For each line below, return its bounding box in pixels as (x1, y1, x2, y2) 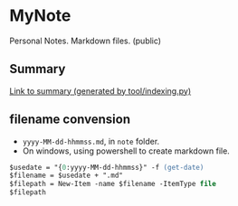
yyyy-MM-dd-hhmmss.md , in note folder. (22, 136, 160, 146)
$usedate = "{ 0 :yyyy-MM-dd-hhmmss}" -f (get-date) (9, 163, 205, 172)
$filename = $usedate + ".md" (9, 171, 124, 181)
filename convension (9, 112, 131, 127)
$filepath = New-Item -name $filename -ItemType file (9, 180, 217, 189)
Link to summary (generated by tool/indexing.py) (9, 85, 192, 96)
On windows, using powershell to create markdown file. (22, 145, 231, 156)
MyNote (9, 5, 71, 26)
